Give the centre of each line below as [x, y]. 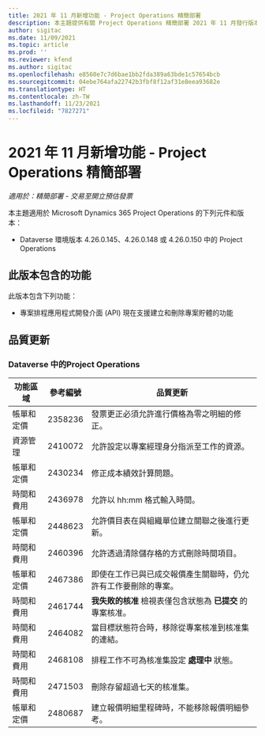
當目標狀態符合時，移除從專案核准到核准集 [170, 628]
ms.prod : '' [28, 52]
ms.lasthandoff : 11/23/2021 [54, 104]
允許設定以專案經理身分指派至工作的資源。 [170, 446]
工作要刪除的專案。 [143, 586]
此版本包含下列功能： [43, 296]
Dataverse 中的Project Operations [74, 365]
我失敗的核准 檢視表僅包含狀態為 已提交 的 [170, 601]
